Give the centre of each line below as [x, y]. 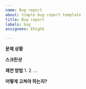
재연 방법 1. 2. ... [22, 71]
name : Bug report [24, 10]
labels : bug [18, 24]
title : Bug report [25, 19]
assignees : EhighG [25, 29]
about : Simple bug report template [43, 15]
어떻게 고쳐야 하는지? [26, 81]
